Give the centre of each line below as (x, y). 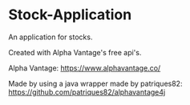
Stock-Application (70, 15)
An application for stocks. (51, 37)
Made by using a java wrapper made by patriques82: (95, 83)
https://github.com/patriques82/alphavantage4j (87, 92)
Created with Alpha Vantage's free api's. (75, 52)
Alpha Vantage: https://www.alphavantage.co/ (85, 68)
